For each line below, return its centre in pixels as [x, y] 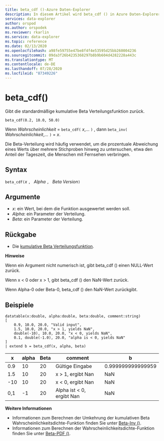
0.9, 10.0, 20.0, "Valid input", [48, 325]
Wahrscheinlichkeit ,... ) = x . [33, 134]
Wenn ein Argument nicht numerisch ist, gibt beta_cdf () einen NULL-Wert [79, 266]
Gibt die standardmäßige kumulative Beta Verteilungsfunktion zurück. [75, 111]
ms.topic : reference [26, 42]
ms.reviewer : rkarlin [27, 32]
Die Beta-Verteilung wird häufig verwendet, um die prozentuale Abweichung [82, 144]
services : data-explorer [30, 19]
